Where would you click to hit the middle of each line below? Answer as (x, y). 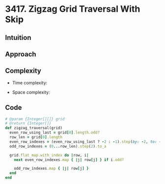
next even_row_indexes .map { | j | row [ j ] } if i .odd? (69, 160)
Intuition (18, 38)
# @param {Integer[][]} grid (35, 119)
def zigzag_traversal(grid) (34, 128)
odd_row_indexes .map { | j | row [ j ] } (52, 169)
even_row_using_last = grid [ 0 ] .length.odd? (55, 133)
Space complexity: (31, 92)
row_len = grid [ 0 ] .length (36, 137)
